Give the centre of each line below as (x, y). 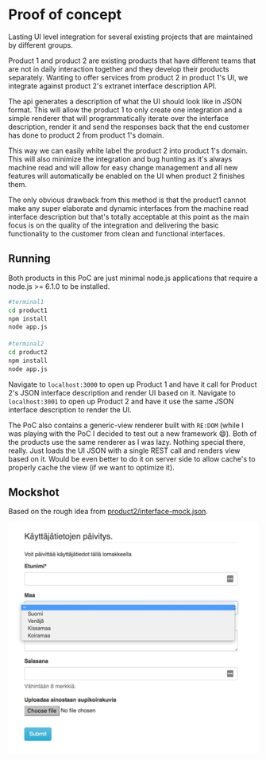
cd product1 (28, 310)
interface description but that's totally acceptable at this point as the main (129, 216)
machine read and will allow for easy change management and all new (123, 167)
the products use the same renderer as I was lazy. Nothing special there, (127, 442)
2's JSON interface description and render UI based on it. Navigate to (122, 392)
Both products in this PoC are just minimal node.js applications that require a (133, 278)
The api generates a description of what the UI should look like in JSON (125, 101)
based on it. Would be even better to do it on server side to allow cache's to (132, 458)
